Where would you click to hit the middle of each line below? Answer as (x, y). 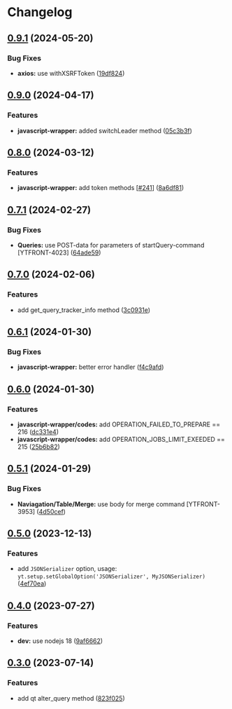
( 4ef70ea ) (32, 583)
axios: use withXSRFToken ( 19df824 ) (71, 73)
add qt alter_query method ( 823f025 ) (71, 698)
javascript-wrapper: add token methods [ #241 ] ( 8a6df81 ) (101, 188)
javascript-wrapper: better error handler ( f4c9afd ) (90, 367)
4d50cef (51, 511)
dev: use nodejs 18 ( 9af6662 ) (60, 641)
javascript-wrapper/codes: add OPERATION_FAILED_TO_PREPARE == (119, 424)
